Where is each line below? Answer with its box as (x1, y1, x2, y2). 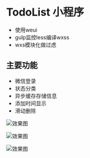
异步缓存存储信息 (14, 92, 57, 99)
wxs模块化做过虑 (14, 41, 57, 48)
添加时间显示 (14, 100, 46, 107)
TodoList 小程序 (6, 5, 85, 19)
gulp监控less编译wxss (14, 33, 70, 41)
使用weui (14, 26, 38, 33)
